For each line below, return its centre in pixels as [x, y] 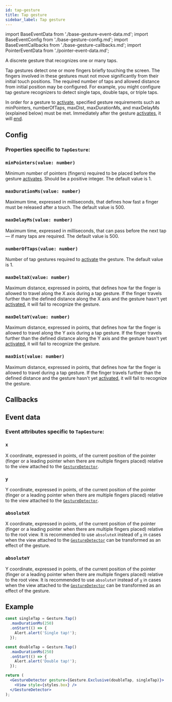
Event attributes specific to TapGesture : [55, 432]
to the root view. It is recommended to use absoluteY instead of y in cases [83, 580]
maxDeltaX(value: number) [38, 277]
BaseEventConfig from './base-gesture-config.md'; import [67, 40]
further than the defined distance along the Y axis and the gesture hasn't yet [86, 338]
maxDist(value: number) [35, 357]
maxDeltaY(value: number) [38, 317]
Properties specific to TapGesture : [48, 150]
